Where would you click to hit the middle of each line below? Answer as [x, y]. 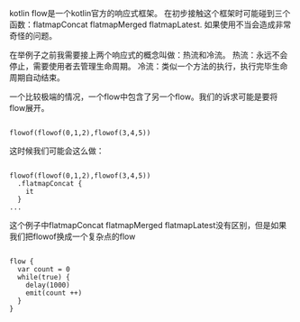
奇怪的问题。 [33, 36]
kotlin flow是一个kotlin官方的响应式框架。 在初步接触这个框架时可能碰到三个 [150, 13]
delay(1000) [48, 285]
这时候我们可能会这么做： [57, 151]
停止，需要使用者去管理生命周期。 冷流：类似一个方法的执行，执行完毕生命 [149, 66]
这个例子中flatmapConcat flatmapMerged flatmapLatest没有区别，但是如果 [148, 225]
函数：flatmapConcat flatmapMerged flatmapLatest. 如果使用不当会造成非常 [150, 24]
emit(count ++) [54, 293]
